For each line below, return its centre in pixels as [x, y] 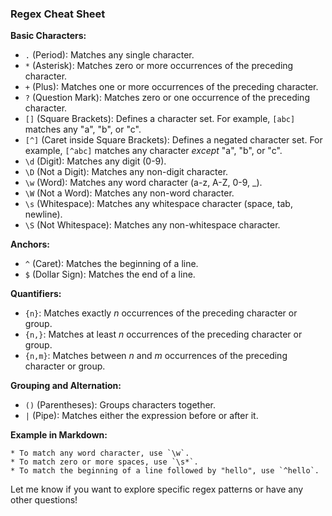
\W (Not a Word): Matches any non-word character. [129, 193]
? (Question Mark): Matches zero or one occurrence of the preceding [167, 98]
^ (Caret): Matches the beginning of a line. [111, 264]
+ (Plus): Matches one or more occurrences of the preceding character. [171, 87]
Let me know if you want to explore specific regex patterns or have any [157, 489]
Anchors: [30, 244]
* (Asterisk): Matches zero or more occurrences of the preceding [159, 66]
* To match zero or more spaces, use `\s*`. [104, 462]
